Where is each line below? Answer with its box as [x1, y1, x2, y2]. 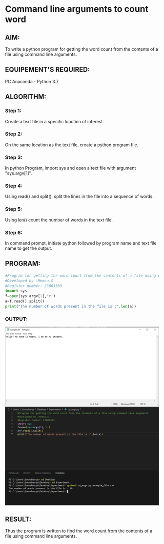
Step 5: [5, 206, 23, 213]
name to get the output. [5, 245, 53, 251]
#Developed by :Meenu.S [5, 278, 54, 283]
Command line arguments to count [5, 3, 149, 15]
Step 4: [5, 182, 23, 189]
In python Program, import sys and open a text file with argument [5, 165, 136, 171]
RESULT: [5, 515, 32, 523]
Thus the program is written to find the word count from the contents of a [5, 528, 153, 534]
